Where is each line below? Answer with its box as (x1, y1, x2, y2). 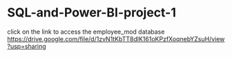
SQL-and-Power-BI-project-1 (7, 5, 177, 21)
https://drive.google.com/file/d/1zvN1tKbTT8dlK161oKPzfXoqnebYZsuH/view (7, 34, 225, 43)
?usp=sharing (7, 42, 46, 50)
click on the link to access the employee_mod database (7, 27, 165, 36)
